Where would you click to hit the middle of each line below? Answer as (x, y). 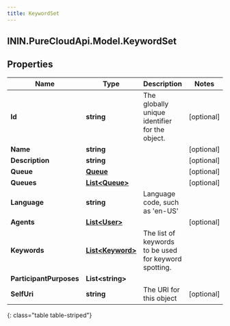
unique (154, 112)
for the (154, 129)
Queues (24, 182)
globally (156, 103)
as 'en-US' (161, 211)
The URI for (161, 290)
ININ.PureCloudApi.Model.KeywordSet (92, 41)
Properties (30, 65)
